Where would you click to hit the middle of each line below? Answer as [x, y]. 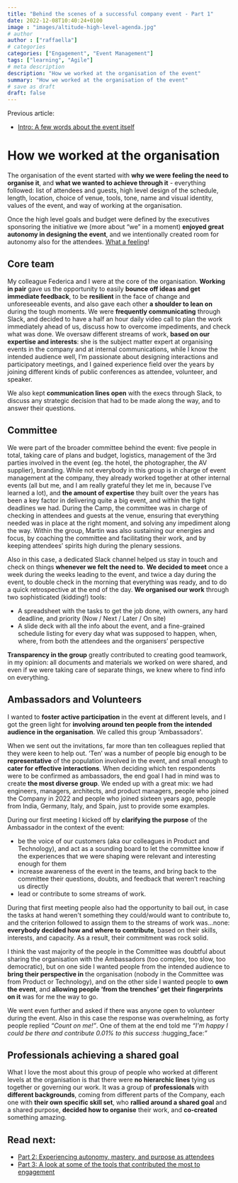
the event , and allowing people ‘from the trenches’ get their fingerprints [115, 989]
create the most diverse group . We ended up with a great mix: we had [110, 783]
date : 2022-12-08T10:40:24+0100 [55, 21]
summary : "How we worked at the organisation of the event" [98, 80]
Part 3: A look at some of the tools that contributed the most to [109, 1165]
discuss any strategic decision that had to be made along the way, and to [114, 400]
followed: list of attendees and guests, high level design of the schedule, [113, 191]
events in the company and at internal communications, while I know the [113, 349]
